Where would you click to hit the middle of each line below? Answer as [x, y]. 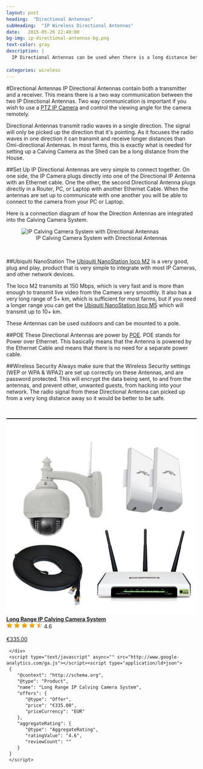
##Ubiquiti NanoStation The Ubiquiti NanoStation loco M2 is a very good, [98, 261]
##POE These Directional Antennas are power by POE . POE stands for [93, 335]
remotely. [18, 114]
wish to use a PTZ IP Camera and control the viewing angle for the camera [99, 107]
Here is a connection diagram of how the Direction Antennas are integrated [100, 213]
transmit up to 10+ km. [34, 311]
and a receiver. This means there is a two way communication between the [99, 94]
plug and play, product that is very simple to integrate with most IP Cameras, [101, 268]
